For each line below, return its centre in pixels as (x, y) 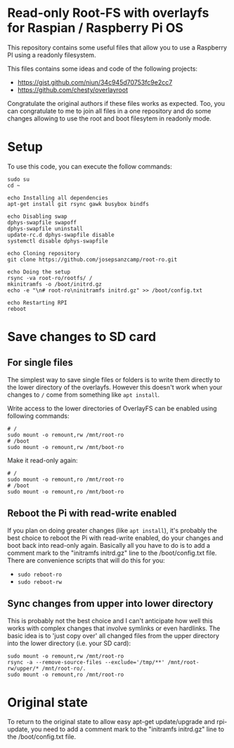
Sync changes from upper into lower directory (110, 604)
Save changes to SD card (82, 337)
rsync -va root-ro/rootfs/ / (50, 278)
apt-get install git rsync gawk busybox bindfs (78, 204)
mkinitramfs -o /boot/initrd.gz (54, 284)
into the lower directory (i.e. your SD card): (69, 643)
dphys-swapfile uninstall (45, 228)
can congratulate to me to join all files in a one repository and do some (109, 111)
